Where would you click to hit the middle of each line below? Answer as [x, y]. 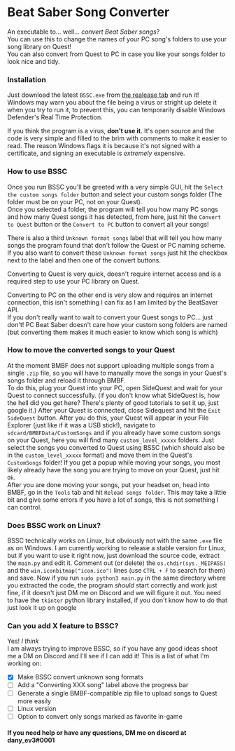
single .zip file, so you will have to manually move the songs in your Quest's [117, 373]
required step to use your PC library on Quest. [73, 281]
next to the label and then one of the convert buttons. [84, 260]
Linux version [37, 708]
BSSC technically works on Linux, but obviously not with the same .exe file [115, 540]
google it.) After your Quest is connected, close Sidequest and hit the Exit [114, 410]
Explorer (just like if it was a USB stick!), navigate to [81, 425]
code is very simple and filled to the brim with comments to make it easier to [117, 138]
